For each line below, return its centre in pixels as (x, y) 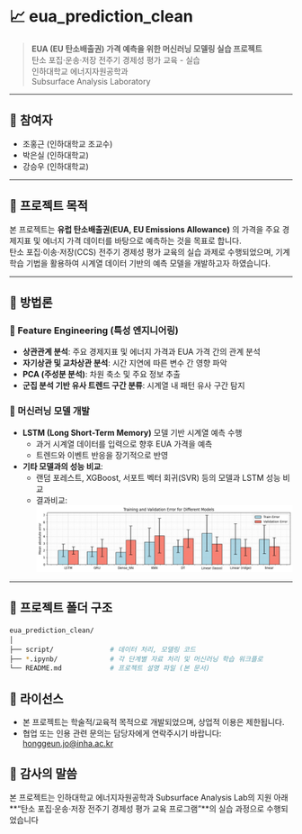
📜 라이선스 (37, 698)
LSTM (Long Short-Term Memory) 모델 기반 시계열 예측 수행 (132, 432)
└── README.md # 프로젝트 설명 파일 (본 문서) (110, 668)
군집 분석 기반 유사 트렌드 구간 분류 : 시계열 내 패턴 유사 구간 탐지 (133, 385)
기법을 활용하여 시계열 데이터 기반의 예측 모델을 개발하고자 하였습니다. (148, 263)
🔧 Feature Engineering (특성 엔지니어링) (94, 331)
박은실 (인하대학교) (55, 155)
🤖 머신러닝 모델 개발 (49, 412)
